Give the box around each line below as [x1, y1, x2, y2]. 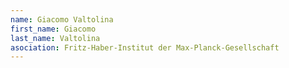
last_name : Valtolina [10, 33, 101, 43]
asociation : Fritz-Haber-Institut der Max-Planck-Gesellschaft [10, 42, 280, 53]
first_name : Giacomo [10, 24, 97, 34]
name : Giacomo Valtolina [10, 14, 114, 25]
